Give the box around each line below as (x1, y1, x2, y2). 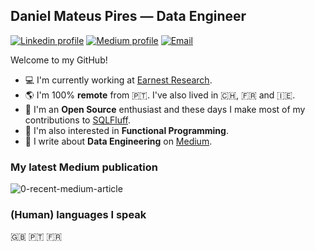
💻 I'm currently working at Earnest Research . (24, 74, 213, 86)
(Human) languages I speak (10, 208, 147, 222)
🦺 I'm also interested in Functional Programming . (24, 124, 229, 136)
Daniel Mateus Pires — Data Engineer (10, 8, 247, 25)
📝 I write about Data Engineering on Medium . (24, 135, 213, 147)
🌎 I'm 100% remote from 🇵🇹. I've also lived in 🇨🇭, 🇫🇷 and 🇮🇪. (24, 89, 296, 101)
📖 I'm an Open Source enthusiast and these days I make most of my (24, 103, 306, 115)
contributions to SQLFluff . (24, 114, 132, 126)
